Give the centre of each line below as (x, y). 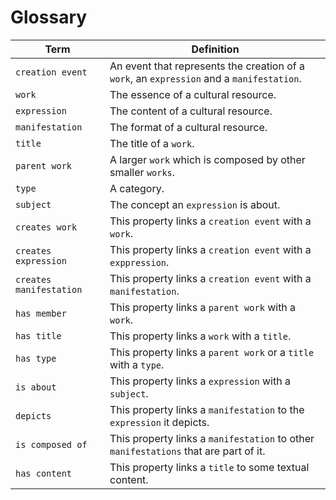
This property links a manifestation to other (212, 438)
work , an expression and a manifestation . (205, 78)
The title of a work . (152, 143)
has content (44, 473)
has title (38, 335)
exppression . (139, 262)
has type (36, 358)
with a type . (137, 364)
